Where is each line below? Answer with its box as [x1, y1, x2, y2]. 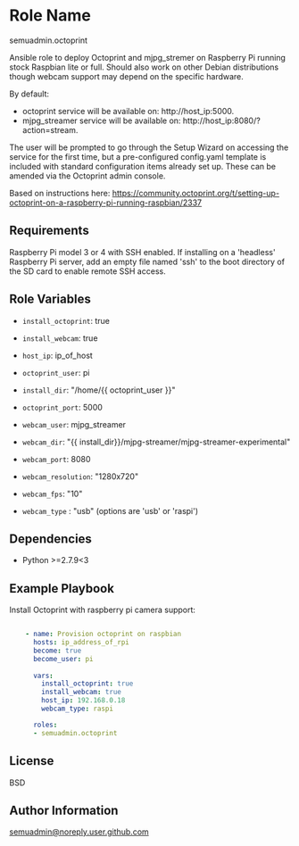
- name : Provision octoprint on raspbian [25, 630, 181, 639]
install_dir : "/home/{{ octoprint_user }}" [21, 385, 176, 395]
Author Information [9, 802, 119, 817]
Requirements [9, 223, 89, 238]
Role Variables [9, 292, 91, 307]
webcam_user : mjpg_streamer [21, 419, 127, 429]
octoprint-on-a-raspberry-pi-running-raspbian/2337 [9, 197, 203, 208]
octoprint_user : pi [21, 367, 90, 377]
